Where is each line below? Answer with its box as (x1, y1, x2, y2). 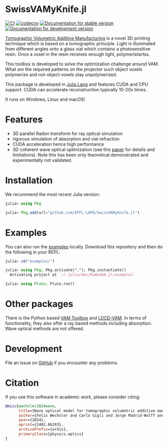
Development (5, 343, 62, 355)
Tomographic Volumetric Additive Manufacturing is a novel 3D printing (5, 35, 150, 41)
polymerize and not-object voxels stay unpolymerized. (5, 71, 117, 77)
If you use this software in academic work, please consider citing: (5, 394, 140, 400)
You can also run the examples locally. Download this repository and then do (5, 243, 163, 249)
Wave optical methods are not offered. (5, 325, 84, 332)
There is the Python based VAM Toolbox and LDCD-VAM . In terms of (5, 315, 146, 321)
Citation (5, 377, 39, 389)
